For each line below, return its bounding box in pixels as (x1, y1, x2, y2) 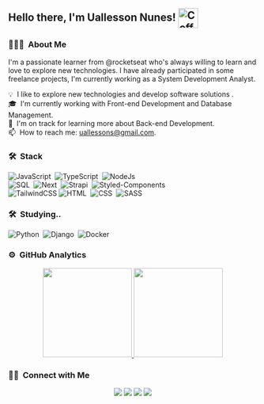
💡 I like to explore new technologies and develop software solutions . (8, 89, 235, 99)
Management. (8, 110, 54, 120)
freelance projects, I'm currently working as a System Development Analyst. (8, 74, 256, 83)
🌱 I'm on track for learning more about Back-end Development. (8, 118, 215, 128)
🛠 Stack (8, 151, 43, 162)
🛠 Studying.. (8, 208, 62, 219)
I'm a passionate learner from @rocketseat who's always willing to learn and (8, 57, 257, 67)
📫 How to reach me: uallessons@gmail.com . (8, 128, 157, 137)
